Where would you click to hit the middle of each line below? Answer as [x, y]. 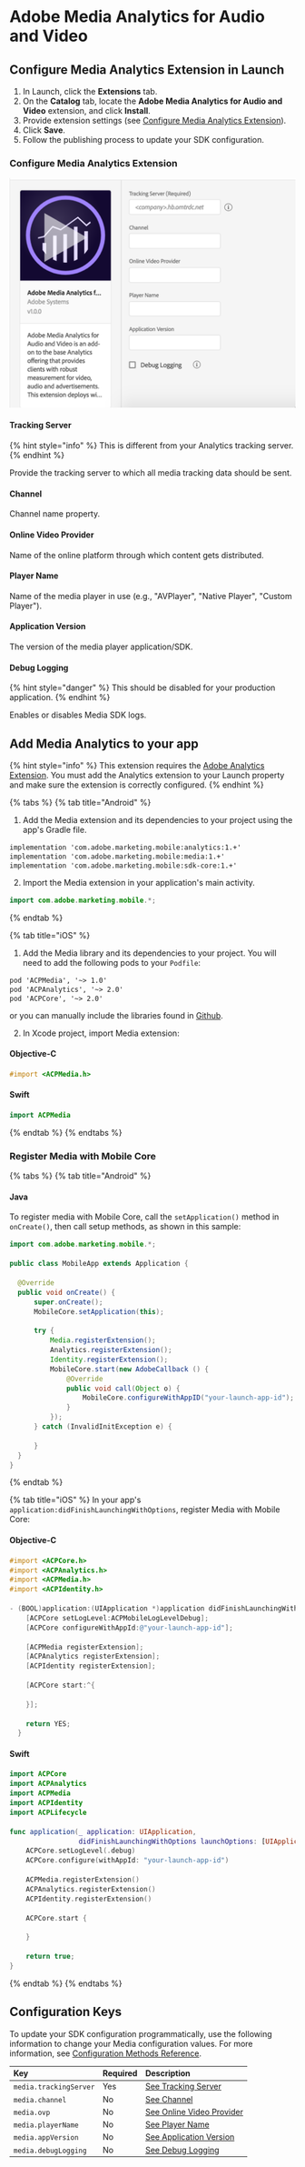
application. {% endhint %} [60, 697]
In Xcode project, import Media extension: [101, 1033]
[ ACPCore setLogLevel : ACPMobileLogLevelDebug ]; [117, 1618]
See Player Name [177, 2124]
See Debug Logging [182, 2150]
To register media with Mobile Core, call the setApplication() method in [144, 1217]
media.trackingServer [54, 2087]
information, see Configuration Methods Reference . [106, 2053]
